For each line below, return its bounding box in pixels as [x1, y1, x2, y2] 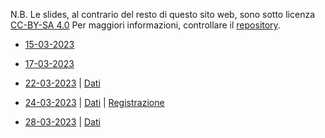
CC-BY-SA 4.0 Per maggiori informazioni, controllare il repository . [10, 19, 281, 31]
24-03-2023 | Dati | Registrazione [24, 97, 165, 108]
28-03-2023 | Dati [24, 116, 101, 128]
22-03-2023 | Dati [24, 77, 101, 89]
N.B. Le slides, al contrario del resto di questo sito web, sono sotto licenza [10, 9, 315, 20]
